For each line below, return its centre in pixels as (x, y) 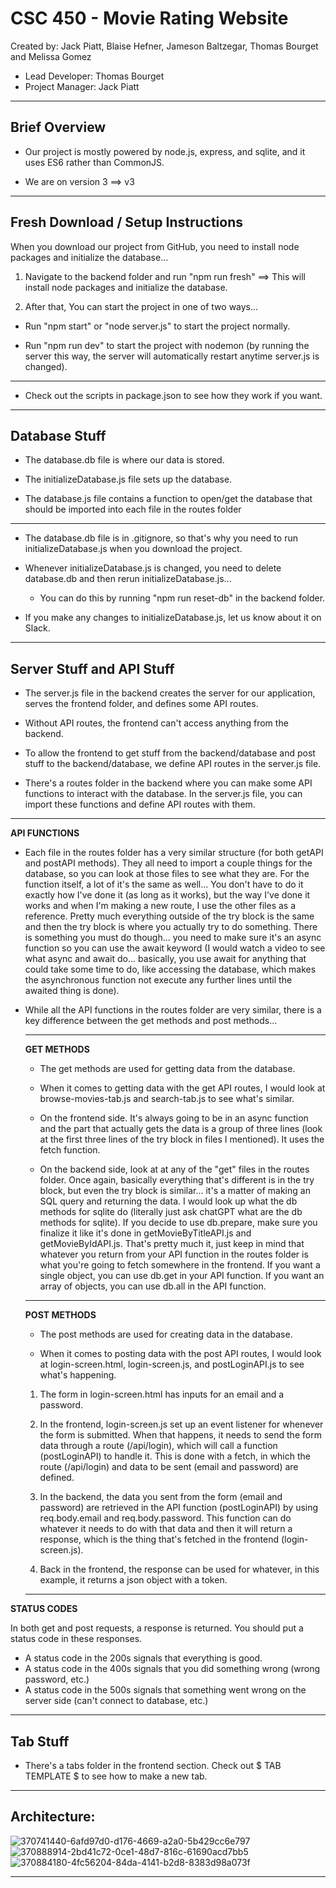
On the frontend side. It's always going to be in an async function (174, 1118)
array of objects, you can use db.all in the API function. (153, 1286)
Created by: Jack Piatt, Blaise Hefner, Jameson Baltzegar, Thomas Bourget (164, 46)
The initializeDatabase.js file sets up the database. (128, 479)
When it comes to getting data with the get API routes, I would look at (182, 1088)
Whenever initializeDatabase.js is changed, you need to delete (153, 568)
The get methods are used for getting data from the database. (167, 1069)
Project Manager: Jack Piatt (82, 86)
